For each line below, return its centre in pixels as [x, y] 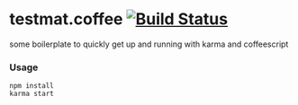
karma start [32, 94]
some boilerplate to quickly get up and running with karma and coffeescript [149, 44]
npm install [32, 86]
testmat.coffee [66, 19]
